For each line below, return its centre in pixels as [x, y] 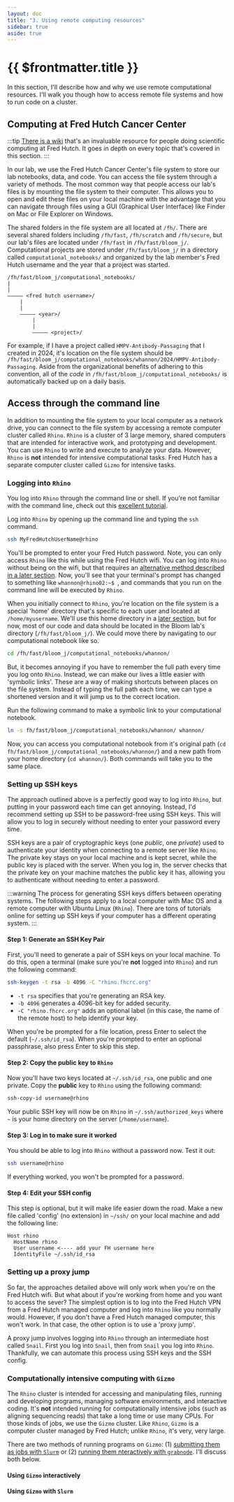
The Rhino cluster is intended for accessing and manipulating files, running [115, 1394]
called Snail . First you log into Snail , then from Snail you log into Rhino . [111, 1345]
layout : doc [24, 14]
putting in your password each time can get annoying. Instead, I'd [102, 807]
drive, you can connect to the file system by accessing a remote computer [114, 427]
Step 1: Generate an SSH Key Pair [56, 939]
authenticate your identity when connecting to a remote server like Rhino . [112, 850]
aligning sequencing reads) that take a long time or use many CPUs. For [111, 1416]
